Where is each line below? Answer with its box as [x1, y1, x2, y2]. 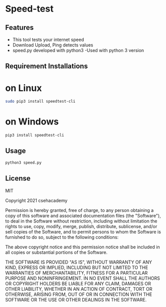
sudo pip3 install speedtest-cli [5, 99, 76, 104]
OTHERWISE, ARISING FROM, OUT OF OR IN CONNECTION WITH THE [5, 291, 152, 297]
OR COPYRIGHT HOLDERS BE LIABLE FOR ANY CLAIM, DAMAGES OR [5, 280, 151, 286]
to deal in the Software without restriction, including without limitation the [5, 218, 157, 224]
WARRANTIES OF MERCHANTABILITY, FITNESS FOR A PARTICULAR [5, 270, 148, 276]
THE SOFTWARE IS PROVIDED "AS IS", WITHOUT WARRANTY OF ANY [5, 259, 152, 265]
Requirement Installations [5, 62, 88, 71]
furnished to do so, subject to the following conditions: [5, 234, 119, 240]
